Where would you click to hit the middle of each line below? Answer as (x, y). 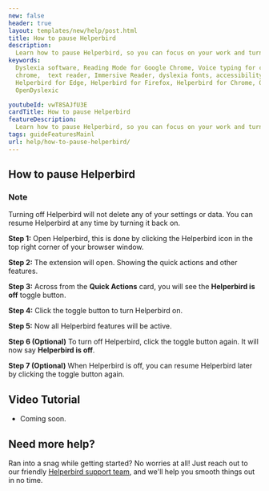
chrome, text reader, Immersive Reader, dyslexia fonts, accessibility (139, 75)
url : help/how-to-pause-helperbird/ (69, 142)
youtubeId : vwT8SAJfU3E (48, 105)
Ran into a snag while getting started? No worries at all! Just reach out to (128, 463)
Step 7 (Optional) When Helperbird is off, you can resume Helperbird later (130, 366)
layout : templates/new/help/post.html (73, 30)
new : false (26, 16)
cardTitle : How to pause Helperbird (69, 112)
